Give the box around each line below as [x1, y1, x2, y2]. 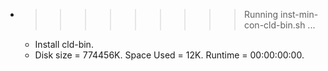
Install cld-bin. [34, 39, 94, 50]
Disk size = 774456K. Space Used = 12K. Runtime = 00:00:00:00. [34, 49, 305, 61]
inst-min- [279, 9, 319, 20]
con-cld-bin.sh [243, 19, 306, 31]
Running [243, 9, 279, 20]
